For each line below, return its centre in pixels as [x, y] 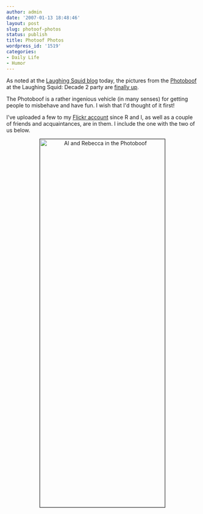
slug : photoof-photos [34, 29]
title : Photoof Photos [35, 40]
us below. [18, 130]
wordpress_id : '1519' [34, 46]
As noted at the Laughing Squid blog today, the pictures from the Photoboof [101, 81]
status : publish [27, 35]
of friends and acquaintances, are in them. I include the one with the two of [101, 123]
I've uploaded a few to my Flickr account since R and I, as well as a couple [100, 117]
